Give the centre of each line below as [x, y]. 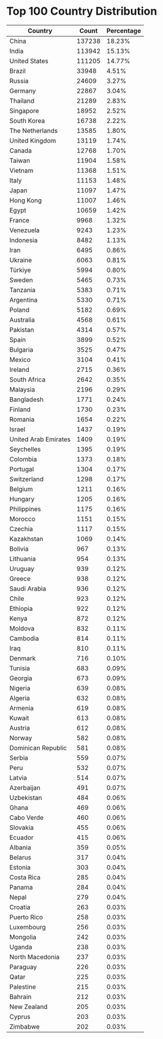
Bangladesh [27, 399]
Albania [21, 847]
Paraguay [23, 967]
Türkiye [20, 270]
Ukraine [21, 260]
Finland [20, 409]
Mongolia [23, 937]
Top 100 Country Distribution [82, 11]
